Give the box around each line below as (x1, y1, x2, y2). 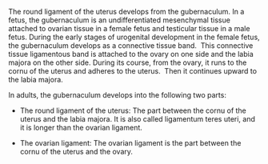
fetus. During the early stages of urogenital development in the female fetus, (8, 32, 260, 42)
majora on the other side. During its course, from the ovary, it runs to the (8, 58, 247, 67)
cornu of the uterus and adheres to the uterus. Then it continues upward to (8, 66, 258, 75)
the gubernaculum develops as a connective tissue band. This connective (8, 41, 254, 50)
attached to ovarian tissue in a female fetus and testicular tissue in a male (8, 24, 250, 33)
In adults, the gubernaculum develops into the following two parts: (8, 90, 226, 99)
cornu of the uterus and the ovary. (19, 147, 134, 156)
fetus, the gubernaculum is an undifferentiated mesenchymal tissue (8, 15, 230, 25)
